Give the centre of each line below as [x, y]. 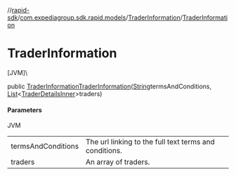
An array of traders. [118, 162]
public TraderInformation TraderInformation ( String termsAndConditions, [110, 86]
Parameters [25, 110]
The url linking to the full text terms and [150, 142]
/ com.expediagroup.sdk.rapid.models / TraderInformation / [100, 18]
